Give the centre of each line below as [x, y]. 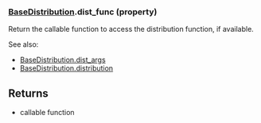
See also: [23, 44]
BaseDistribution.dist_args [62, 60]
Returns [29, 93]
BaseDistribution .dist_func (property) [83, 12]
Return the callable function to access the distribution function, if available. [131, 29]
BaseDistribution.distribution [66, 68]
